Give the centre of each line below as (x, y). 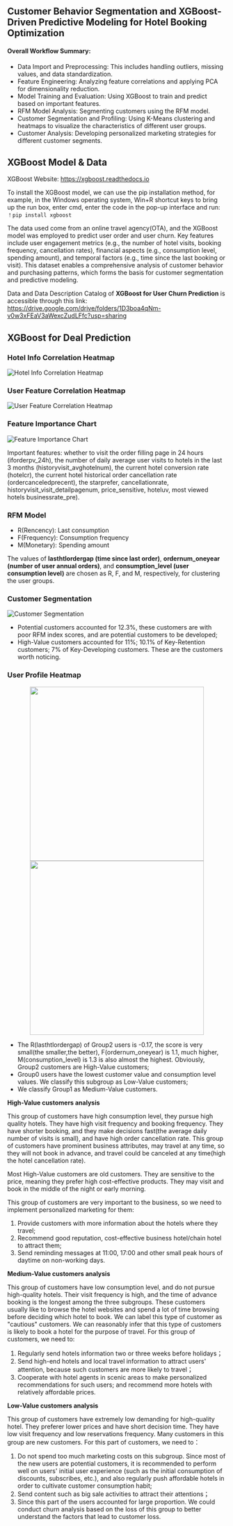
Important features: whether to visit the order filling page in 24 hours (105, 453)
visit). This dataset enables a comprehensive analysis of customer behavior (115, 265)
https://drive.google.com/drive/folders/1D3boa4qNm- (84, 309)
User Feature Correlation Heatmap (66, 391)
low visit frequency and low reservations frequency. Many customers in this (115, 1433)
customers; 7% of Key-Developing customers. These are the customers (120, 650)
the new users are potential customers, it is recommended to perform (117, 1463)
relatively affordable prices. (56, 1392)
